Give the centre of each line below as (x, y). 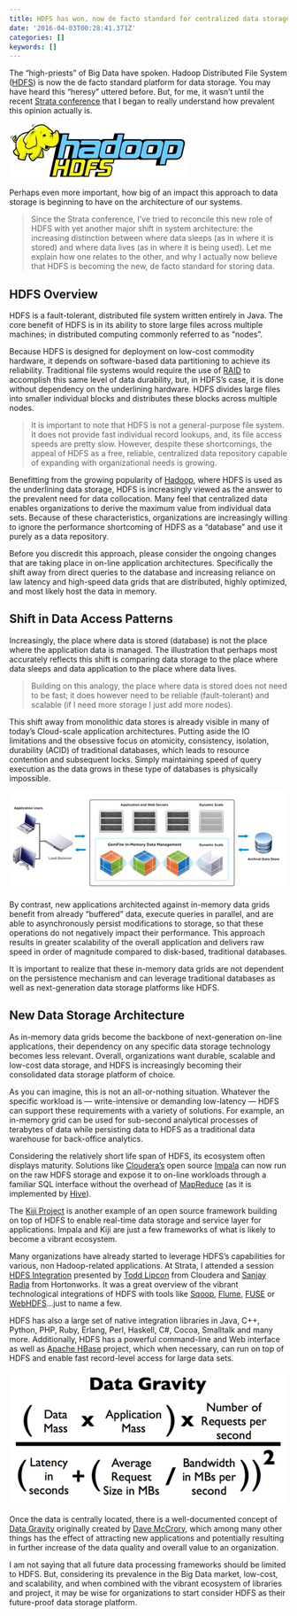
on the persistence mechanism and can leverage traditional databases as (142, 978)
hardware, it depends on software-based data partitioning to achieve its (140, 361)
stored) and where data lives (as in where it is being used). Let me (151, 247)
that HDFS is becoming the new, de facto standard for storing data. (153, 267)
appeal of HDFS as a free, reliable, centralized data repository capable (159, 454)
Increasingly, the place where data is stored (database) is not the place (138, 640)
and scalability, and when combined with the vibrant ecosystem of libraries (146, 1583)
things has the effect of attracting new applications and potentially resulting (147, 1538)
